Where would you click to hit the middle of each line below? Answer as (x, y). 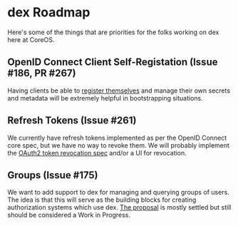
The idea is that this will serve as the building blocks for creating (102, 200)
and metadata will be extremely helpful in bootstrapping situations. (105, 98)
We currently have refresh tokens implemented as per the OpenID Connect (117, 138)
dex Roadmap (49, 12)
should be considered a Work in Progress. (69, 215)
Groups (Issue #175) (53, 175)
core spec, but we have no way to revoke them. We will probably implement (119, 145)
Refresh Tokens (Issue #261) (72, 121)
